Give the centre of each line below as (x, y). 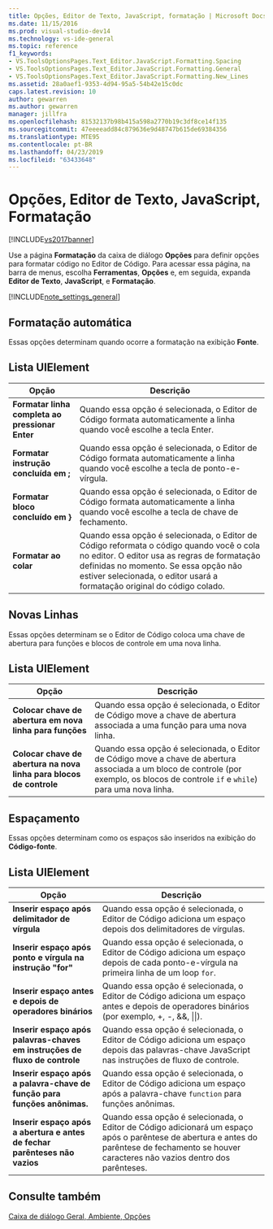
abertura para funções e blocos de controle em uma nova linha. (115, 643)
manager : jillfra (38, 115)
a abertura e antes (49, 1132)
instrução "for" (43, 968)
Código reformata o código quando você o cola (170, 545)
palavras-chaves (47, 1040)
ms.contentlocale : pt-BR (50, 144)
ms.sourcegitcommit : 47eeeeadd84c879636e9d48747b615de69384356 (118, 129)
